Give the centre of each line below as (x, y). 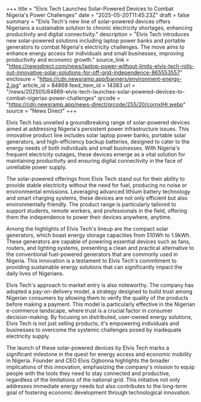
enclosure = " (23, 79)
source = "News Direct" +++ (41, 111)
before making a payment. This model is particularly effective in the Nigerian (101, 304)
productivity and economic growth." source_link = (68, 60)
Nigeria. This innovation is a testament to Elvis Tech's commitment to (91, 260)
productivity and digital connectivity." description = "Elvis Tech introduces (98, 34)
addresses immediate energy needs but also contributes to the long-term (97, 386)
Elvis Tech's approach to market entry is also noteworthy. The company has (100, 285)
